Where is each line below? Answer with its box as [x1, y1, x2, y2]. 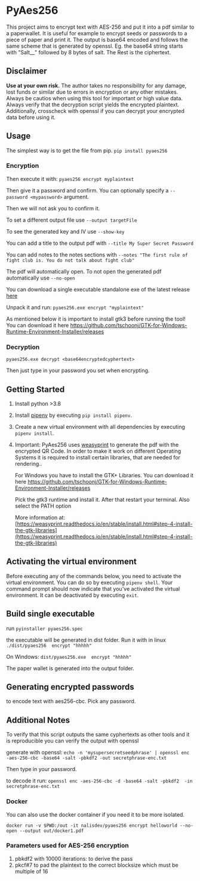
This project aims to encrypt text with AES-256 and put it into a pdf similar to [6, 23, 195, 30]
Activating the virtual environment [6, 557, 137, 567]
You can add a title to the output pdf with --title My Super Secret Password [6, 240, 194, 247]
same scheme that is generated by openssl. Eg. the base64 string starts [6, 42, 183, 50]
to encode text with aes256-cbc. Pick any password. [6, 698, 136, 705]
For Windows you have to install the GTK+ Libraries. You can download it [14, 471, 194, 478]
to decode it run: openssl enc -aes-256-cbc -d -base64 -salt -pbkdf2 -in [6, 777, 193, 784]
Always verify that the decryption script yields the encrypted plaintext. [6, 101, 180, 108]
